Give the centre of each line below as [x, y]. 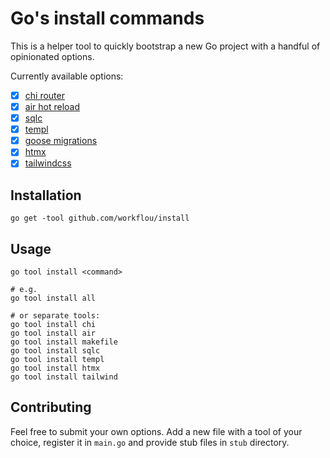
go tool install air [53, 333]
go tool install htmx [55, 368]
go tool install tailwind [64, 377]
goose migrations [61, 141]
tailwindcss [48, 163]
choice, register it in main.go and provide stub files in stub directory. [150, 442]
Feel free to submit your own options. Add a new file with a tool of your [156, 431]
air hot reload [52, 106]
